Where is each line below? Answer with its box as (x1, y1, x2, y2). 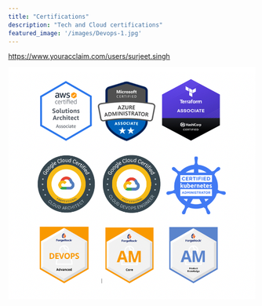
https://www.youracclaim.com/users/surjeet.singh (8, 52, 170, 61)
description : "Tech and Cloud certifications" (8, 20, 163, 29)
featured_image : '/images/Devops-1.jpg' (8, 29, 143, 37)
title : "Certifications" (8, 13, 89, 20)
